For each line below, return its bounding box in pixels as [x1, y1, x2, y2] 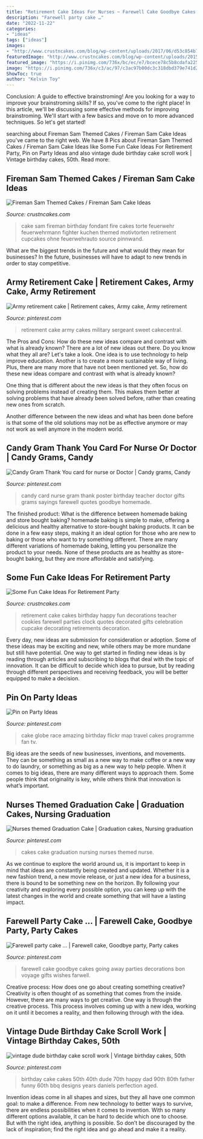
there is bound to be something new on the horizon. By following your [6, 880, 180, 886]
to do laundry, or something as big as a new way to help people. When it [6, 763, 186, 770]
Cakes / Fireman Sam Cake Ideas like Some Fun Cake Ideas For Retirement [6, 143, 192, 150]
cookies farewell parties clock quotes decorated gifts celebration [21, 618, 183, 625]
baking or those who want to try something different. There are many [6, 535, 178, 543]
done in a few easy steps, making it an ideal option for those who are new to [6, 529, 196, 537]
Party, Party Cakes [6, 926, 79, 936]
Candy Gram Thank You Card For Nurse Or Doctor [6, 443, 197, 453]
